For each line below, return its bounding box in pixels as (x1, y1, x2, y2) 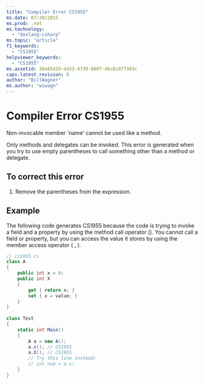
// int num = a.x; (28, 361, 75, 367)
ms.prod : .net (6, 20, 43, 26)
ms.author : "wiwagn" (6, 83, 59, 89)
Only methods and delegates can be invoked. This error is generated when (6, 141, 194, 148)
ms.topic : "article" (6, 37, 59, 43)
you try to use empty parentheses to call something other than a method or (6, 147, 195, 154)
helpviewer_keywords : (6, 54, 62, 60)
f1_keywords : (6, 43, 40, 49)
